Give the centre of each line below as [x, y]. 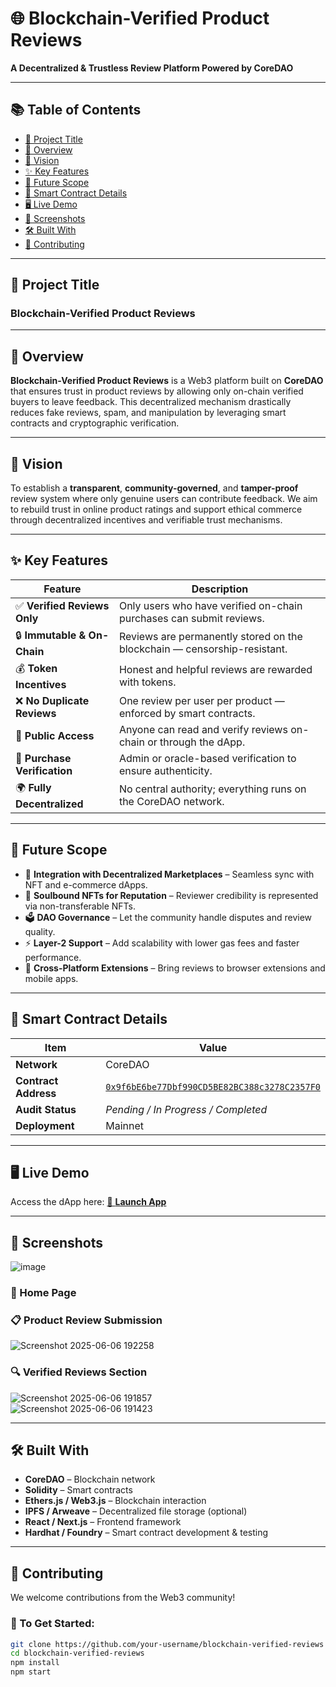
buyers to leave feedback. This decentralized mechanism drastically [151, 402]
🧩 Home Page [43, 1293]
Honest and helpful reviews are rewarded [215, 670]
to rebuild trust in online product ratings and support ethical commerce [156, 509]
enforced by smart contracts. [187, 713]
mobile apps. [51, 978]
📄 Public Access [55, 735]
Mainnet [125, 1125]
